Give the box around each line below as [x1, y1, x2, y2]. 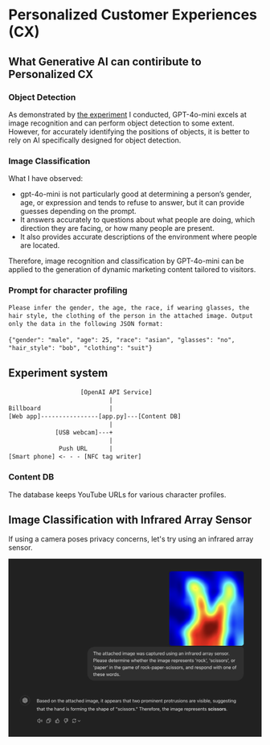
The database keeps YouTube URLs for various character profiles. [8, 489, 227, 500]
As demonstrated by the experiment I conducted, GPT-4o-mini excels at [8, 109, 247, 119]
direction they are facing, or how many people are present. [19, 224, 215, 233]
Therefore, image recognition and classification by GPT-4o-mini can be [8, 256, 244, 266]
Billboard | [8, 405, 113, 413]
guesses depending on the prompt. [19, 207, 137, 216]
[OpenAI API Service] [80, 389, 153, 397]
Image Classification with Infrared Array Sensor [8, 512, 252, 526]
